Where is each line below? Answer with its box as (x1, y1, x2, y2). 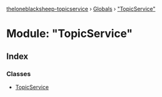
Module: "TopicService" (6, 27, 133, 41)
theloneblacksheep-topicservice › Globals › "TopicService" (6, 6, 156, 12)
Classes (6, 69, 31, 78)
